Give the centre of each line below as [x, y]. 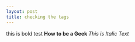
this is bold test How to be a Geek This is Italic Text [67, 33]
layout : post [22, 11]
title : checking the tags [37, 17]
